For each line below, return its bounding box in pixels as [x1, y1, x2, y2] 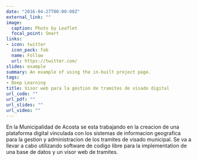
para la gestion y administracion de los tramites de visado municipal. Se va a [6, 136, 192, 143]
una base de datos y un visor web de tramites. [6, 149, 119, 156]
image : [6, 19, 22, 25]
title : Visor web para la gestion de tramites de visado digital [6, 86, 169, 91]
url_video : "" [6, 107, 41, 113]
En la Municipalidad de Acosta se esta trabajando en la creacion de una [6, 123, 179, 130]
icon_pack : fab [11, 47, 49, 53]
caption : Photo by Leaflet [11, 25, 78, 31]
